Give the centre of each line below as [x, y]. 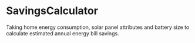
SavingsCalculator [52, 11]
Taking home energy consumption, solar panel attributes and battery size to [98, 27]
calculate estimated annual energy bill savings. [63, 33]
